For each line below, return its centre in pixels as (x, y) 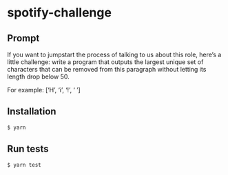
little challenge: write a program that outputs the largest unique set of (105, 62)
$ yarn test (24, 165)
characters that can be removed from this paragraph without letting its (107, 69)
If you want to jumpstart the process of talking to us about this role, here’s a (114, 54)
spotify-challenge (60, 13)
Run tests (28, 149)
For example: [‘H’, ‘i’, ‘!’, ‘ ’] (44, 90)
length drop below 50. (39, 76)
